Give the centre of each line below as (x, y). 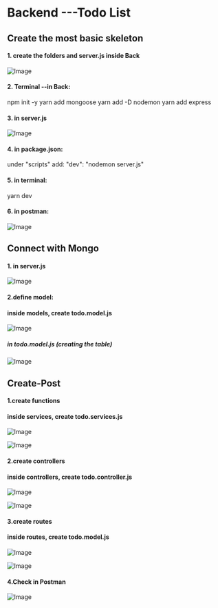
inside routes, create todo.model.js (58, 537)
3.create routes (30, 521)
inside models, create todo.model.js (59, 313)
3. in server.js (27, 118)
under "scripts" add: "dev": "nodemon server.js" (76, 164)
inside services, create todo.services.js (65, 416)
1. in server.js (26, 266)
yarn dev (20, 195)
